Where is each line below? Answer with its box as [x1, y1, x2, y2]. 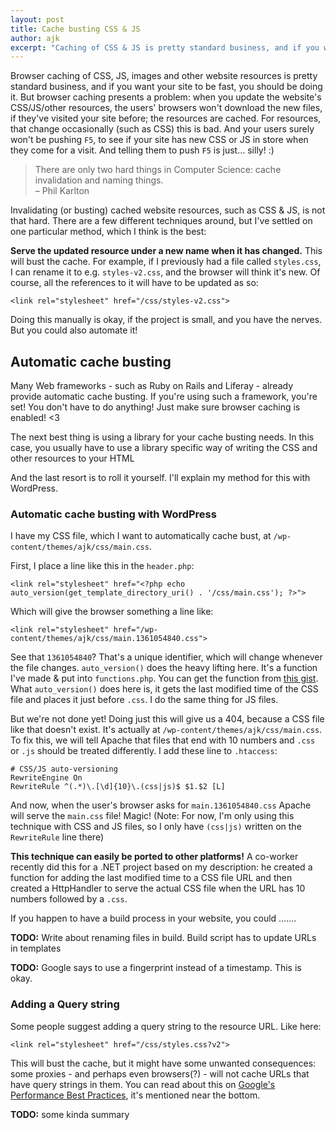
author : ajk [10, 33, 60, 43]
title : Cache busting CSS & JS [10, 24, 141, 34]
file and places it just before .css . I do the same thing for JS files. [10, 694, 279, 706]
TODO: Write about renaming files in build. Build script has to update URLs [10, 932, 317, 944]
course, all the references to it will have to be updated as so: [10, 277, 259, 289]
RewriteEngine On [10, 773, 83, 783]
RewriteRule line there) [10, 831, 105, 843]
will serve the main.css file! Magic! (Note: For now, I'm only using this [10, 810, 295, 822]
